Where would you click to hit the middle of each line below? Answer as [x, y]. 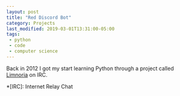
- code [17, 46]
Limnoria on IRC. [27, 75]
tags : [13, 34]
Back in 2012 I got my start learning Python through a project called [90, 68]
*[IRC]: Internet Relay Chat [40, 86]
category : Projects [31, 23]
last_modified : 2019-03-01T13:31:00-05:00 [60, 29]
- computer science [34, 51]
